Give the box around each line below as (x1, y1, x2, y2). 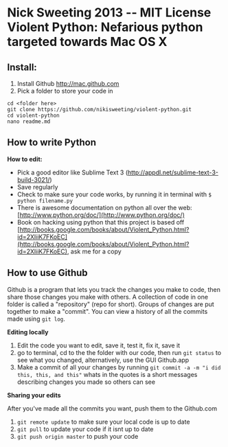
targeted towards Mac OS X (7, 34, 168, 49)
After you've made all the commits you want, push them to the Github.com (7, 404, 218, 413)
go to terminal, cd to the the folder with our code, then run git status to (16, 348, 222, 356)
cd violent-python (7, 112, 60, 119)
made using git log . (7, 314, 65, 323)
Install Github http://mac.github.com (16, 80, 119, 87)
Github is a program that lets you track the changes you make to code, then (7, 285, 221, 293)
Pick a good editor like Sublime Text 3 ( (16, 168, 128, 176)
